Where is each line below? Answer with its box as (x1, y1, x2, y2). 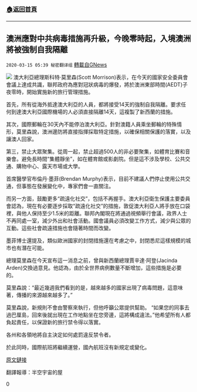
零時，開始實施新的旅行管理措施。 (11, 88, 94, 95)
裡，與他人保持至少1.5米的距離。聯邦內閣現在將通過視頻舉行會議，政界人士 (6, 210, 188, 217)
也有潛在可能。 (11, 244, 47, 251)
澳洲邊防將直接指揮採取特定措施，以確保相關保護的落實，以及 (42, 128, 191, 135)
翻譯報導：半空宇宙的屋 (6, 369, 63, 376)
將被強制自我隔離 (6, 44, 68, 54)
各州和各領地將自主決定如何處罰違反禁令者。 (6, 331, 114, 338)
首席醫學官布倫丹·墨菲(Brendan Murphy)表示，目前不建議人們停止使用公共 (6, 175, 186, 182)
